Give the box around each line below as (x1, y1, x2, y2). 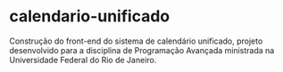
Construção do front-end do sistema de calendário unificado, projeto (9, 36, 263, 46)
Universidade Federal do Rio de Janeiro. (9, 54, 157, 65)
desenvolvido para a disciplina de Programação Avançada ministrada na (9, 44, 275, 55)
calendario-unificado (9, 6, 171, 27)
